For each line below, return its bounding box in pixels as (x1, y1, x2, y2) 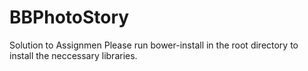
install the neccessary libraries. (9, 49, 138, 61)
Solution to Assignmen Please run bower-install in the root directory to (9, 39, 299, 51)
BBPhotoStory (9, 6, 130, 29)
